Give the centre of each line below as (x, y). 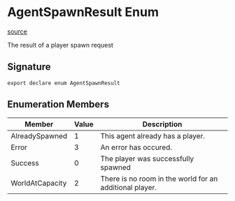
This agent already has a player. (152, 135)
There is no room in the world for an (159, 179)
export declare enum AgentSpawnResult (64, 83)
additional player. (129, 187)
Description (162, 124)
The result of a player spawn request (60, 45)
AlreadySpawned (39, 135)
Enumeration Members (58, 104)
